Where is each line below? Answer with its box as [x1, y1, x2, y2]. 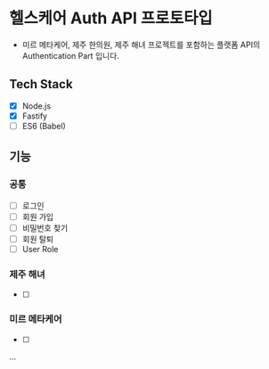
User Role [21, 243, 59, 254]
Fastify [21, 111, 47, 121]
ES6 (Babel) [21, 120, 67, 131]
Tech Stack [9, 77, 73, 92]
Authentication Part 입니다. [21, 50, 120, 61]
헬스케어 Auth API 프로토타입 [9, 8, 213, 29]
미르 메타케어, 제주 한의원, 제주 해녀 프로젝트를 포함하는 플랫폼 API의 [21, 39, 261, 50]
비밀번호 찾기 [21, 222, 69, 233]
